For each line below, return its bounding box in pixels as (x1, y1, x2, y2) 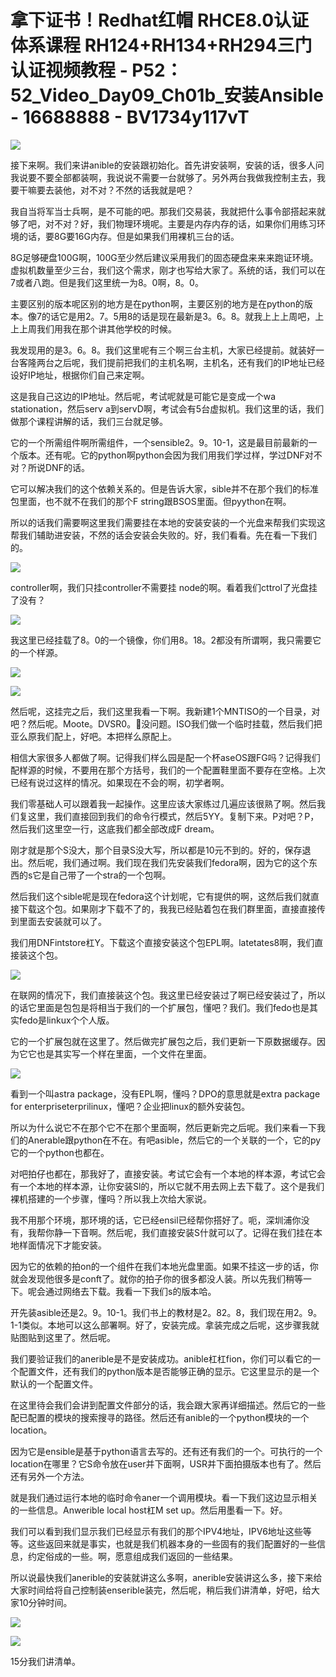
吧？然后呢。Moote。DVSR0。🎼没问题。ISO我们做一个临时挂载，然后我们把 (10, 717, 323, 730)
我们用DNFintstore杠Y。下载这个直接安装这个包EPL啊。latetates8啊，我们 (10, 936, 315, 948)
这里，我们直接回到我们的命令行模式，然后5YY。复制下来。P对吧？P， (27, 810, 320, 822)
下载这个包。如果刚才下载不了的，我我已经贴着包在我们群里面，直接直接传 (18, 902, 326, 915)
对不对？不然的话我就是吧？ (79, 184, 195, 196)
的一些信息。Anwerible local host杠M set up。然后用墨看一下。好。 (10, 1504, 288, 1516)
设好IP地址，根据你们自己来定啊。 (10, 369, 150, 381)
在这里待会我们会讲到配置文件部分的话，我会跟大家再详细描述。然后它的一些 (10, 1399, 326, 1411)
